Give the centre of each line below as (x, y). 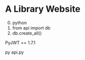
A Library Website (43, 9)
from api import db (31, 28)
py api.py (15, 52)
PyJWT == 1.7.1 (20, 42)
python (20, 23)
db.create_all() (27, 33)
